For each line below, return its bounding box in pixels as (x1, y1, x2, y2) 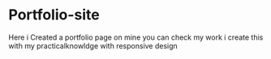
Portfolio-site (8, 6, 100, 24)
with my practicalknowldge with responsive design (8, 40, 179, 50)
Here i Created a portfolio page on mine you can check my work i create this (8, 32, 264, 42)
